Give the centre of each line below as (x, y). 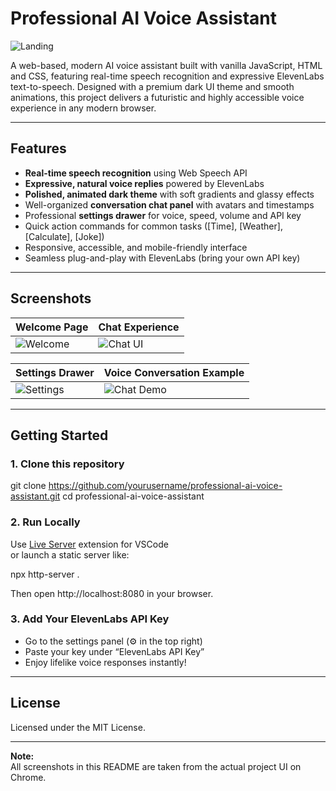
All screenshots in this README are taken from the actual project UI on (156, 766)
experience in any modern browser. (83, 108)
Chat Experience (139, 327)
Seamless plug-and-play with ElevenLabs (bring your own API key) (162, 258)
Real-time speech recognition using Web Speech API (136, 173)
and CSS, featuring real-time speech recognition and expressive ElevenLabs (167, 76)
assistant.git (35, 496)
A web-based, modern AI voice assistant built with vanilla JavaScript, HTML (166, 65)
